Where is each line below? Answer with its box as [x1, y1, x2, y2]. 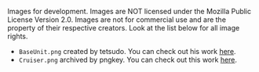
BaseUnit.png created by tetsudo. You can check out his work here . [18, 47, 236, 56]
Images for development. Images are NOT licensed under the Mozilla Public [7, 7, 252, 16]
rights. [7, 31, 28, 41]
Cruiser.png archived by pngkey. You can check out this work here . [18, 55, 237, 64]
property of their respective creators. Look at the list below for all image [7, 23, 240, 32]
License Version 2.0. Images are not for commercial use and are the [7, 15, 227, 24]
